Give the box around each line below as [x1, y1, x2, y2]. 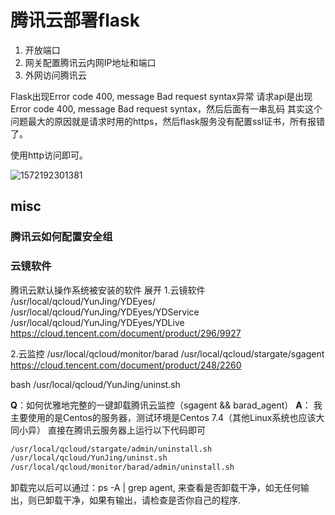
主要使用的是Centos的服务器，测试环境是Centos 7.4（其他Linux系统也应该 [10, 411, 317, 423]
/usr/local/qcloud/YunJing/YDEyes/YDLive [10, 316, 185, 328]
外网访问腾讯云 [24, 69, 87, 81]
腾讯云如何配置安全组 [10, 230, 113, 244]
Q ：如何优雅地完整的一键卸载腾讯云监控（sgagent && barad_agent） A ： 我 [10, 399, 323, 411]
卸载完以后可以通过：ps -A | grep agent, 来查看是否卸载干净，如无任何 [10, 482, 301, 494]
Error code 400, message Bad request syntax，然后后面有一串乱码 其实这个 [10, 102, 323, 115]
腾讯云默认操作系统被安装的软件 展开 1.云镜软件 [10, 284, 206, 296]
